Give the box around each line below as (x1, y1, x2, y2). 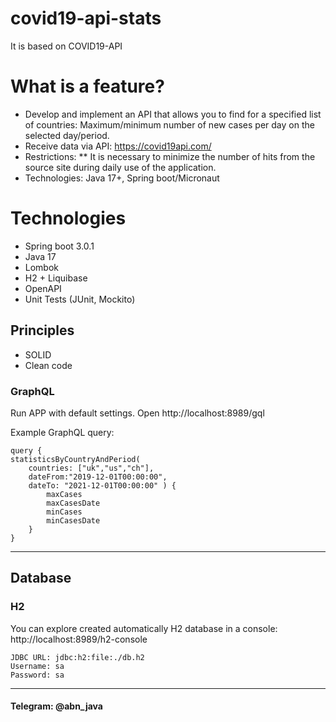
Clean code (24, 359, 73, 371)
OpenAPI (24, 282, 62, 294)
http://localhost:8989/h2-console (10, 633, 148, 645)
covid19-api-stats (10, 7, 162, 30)
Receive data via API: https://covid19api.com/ (24, 140, 212, 152)
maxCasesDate (46, 498, 101, 508)
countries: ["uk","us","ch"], (28, 463, 155, 473)
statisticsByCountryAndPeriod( (10, 454, 141, 464)
